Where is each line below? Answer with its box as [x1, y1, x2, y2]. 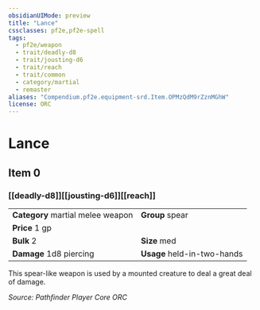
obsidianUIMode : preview [8, 11, 91, 20]
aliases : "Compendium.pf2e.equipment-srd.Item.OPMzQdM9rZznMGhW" [8, 93, 229, 101]
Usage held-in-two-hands [140, 248, 243, 259]
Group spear [140, 210, 188, 220]
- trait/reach [15, 64, 62, 72]
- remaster [15, 85, 52, 94]
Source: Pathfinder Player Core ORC [8, 293, 128, 302]
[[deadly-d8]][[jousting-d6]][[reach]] [8, 190, 157, 201]
